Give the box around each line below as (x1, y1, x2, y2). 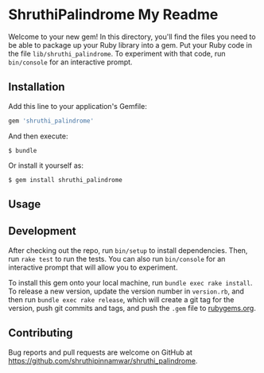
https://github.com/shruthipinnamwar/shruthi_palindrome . (8, 356, 198, 365)
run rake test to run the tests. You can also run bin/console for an (8, 254, 226, 263)
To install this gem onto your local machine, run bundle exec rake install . (8, 278, 253, 287)
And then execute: (8, 131, 68, 141)
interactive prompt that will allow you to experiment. (8, 262, 178, 272)
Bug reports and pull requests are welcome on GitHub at (8, 348, 193, 357)
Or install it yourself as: (8, 161, 83, 170)
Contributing (8, 326, 73, 340)
